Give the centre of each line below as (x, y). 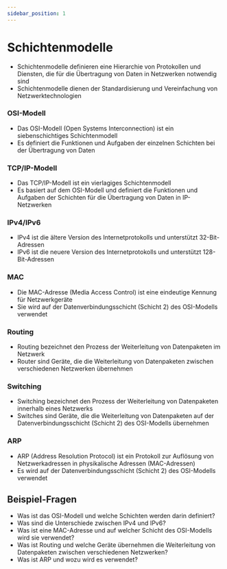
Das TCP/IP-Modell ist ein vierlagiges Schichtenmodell (94, 183)
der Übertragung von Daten (56, 150)
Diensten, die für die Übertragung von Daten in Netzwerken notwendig (117, 73)
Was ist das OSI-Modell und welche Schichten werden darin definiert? (116, 516)
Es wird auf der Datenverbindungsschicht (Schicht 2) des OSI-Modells (116, 470)
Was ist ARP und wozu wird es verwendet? (77, 559)
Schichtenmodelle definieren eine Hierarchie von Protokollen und (109, 67)
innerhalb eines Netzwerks (55, 408)
